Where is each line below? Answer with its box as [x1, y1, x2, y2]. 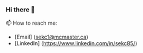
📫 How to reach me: [5, 19, 58, 26]
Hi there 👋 [5, 5, 36, 14]
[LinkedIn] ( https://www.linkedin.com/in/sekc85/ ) [14, 40, 138, 47]
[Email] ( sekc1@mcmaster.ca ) [14, 33, 88, 41]
